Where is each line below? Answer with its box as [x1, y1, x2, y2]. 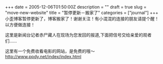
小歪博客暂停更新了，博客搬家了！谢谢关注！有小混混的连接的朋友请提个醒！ [5, 16, 159, 21]
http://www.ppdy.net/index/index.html [5, 54, 81, 59]
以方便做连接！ [5, 22, 35, 27]
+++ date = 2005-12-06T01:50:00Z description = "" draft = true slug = [5, 4, 147, 10]
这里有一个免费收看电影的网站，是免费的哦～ [5, 48, 95, 54]
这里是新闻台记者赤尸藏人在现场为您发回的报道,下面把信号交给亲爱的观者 [5, 32, 152, 38]
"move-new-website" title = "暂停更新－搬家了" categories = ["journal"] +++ [5, 10, 159, 15]
